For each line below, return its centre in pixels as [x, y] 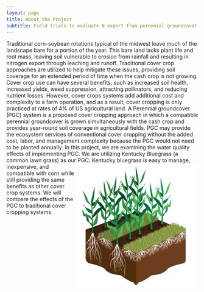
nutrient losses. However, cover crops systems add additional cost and [95, 96]
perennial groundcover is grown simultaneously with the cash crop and [95, 121]
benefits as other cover [36, 187]
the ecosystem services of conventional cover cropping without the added [100, 135]
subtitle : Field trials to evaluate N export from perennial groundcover [102, 26]
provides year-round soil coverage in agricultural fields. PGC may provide [98, 128]
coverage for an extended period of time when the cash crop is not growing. [102, 76]
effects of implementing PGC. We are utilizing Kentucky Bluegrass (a [92, 154]
